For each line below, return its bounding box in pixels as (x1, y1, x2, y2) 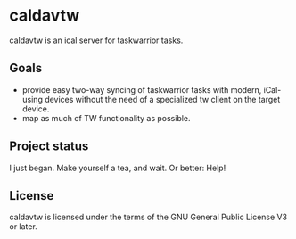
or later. (9, 221, 37, 232)
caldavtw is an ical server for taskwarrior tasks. (9, 35, 184, 45)
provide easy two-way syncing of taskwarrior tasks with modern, (21, 84, 262, 95)
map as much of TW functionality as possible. (21, 112, 191, 123)
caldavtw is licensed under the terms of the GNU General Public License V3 (9, 211, 288, 223)
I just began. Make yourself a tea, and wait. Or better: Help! (9, 162, 226, 173)
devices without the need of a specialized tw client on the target (44, 94, 281, 104)
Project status (9, 139, 89, 154)
